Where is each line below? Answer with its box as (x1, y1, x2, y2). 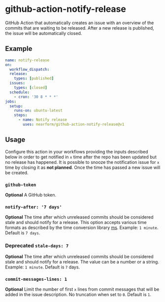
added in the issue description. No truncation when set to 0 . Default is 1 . (5, 291, 152, 297)
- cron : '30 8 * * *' (14, 94, 58, 99)
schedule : (9, 90, 30, 95)
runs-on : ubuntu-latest (14, 108, 63, 113)
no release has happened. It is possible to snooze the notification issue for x (5, 159, 160, 165)
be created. (5, 169, 29, 176)
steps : (14, 113, 28, 118)
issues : (9, 80, 26, 86)
